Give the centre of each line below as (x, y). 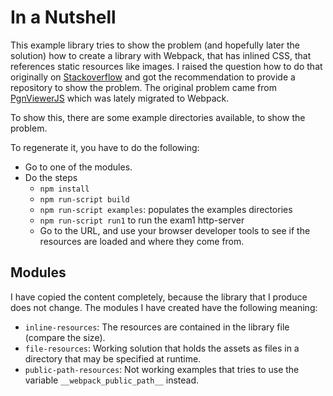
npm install (64, 189)
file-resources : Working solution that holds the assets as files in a (162, 348)
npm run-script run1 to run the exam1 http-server (142, 220)
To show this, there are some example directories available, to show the (158, 117)
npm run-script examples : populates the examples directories (166, 209)
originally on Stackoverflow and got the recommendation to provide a (153, 77)
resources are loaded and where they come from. (142, 241)
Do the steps (51, 177)
